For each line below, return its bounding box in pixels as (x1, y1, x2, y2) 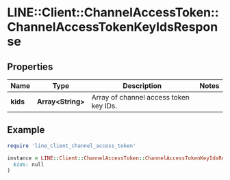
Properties (7, 61, 53, 72)
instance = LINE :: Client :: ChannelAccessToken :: (7, 155, 146, 162)
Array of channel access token (91, 93, 190, 102)
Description (123, 81, 162, 90)
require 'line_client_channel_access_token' (7, 142, 136, 149)
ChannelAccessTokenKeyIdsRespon (7, 19, 218, 35)
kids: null (13, 161, 44, 168)
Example (7, 124, 45, 136)
